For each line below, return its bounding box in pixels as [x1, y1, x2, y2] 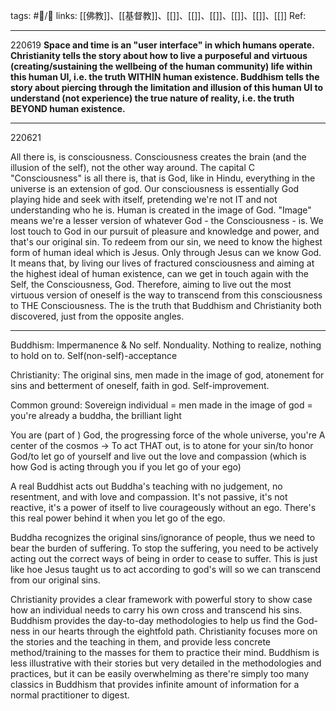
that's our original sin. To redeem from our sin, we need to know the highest [10, 236, 323, 248]
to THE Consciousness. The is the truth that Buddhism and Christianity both [10, 300, 322, 311]
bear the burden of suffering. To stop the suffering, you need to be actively [10, 542, 319, 554]
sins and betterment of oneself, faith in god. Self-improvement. [10, 380, 270, 391]
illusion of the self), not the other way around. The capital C [10, 162, 256, 173]
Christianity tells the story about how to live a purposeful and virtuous [10, 50, 308, 61]
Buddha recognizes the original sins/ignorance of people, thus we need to [10, 532, 316, 543]
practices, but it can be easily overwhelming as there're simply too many [10, 668, 310, 679]
